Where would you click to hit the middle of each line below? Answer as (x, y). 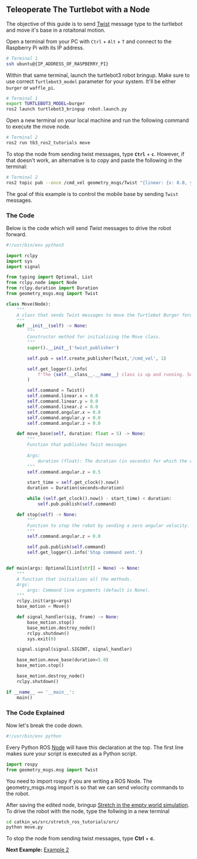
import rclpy (22, 256)
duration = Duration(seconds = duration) (76, 488)
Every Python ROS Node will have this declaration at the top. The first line (95, 747)
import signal (23, 266)
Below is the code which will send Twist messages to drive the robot (89, 228)
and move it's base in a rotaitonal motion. (56, 30)
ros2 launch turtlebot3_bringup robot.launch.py (67, 109)
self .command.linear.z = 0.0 (63, 407)
